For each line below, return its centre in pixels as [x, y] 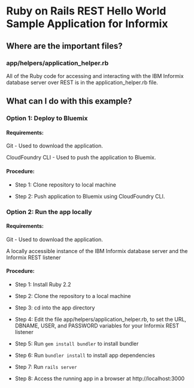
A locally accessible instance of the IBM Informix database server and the [97, 251]
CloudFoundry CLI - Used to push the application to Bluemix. [81, 158]
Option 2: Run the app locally [49, 212]
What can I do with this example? [69, 101]
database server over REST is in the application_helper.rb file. [82, 82]
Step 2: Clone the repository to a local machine [73, 296]
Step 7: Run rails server [46, 366]
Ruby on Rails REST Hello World [86, 11]
